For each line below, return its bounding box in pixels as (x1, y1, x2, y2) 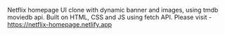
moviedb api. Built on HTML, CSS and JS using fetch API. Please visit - (7, 13, 212, 21)
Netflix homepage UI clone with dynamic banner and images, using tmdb (7, 6, 219, 14)
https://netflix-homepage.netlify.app (7, 21, 112, 28)
